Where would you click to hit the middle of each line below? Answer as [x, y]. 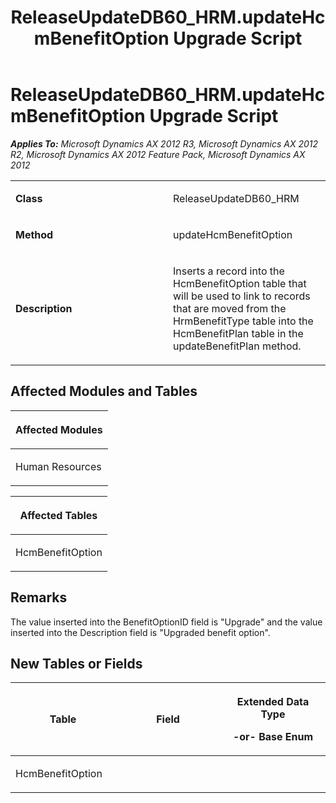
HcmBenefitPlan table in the [238, 333]
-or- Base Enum [273, 737]
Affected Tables [58, 515]
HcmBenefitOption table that [240, 283]
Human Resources [58, 466]
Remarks [39, 597]
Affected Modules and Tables [104, 391]
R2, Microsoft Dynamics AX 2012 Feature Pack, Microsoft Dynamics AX [158, 154]
